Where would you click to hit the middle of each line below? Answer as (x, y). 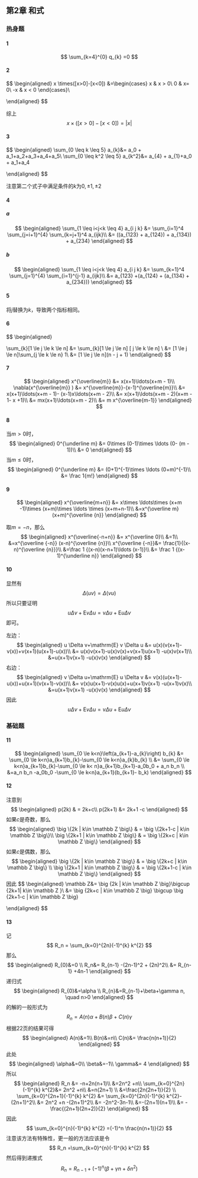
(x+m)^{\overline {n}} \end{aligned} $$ (99, 515)
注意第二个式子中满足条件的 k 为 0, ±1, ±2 (54, 186)
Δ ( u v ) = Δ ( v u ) (99, 593)
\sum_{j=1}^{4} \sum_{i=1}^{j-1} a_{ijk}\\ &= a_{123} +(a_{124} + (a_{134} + (99, 276)
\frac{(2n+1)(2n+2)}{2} (78, 1109)
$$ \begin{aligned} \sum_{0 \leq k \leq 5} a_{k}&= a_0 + (74, 149)
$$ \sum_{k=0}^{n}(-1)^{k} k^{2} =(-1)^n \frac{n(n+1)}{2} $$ (99, 1128)
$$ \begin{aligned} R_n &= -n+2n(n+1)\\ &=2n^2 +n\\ (78, 1083)
